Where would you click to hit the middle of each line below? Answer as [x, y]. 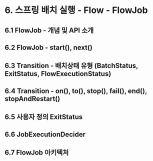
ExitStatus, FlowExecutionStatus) [58, 74]
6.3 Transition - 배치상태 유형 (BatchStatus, [71, 66]
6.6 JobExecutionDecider [45, 134]
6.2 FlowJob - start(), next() [49, 47]
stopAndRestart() [32, 99]
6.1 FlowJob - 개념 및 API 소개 [49, 30]
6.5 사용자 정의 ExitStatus [44, 117]
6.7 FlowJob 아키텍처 [37, 152]
